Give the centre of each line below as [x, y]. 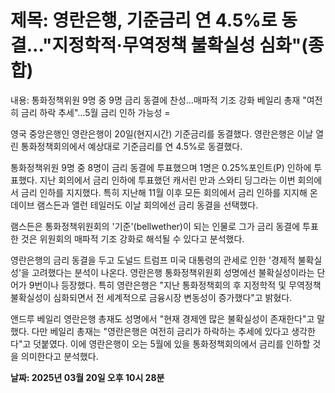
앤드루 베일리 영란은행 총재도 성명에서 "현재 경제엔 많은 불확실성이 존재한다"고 [162, 318]
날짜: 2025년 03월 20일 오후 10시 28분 [87, 377]
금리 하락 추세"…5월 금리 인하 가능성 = [95, 112]
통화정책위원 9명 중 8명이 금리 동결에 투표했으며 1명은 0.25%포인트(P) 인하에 [161, 167]
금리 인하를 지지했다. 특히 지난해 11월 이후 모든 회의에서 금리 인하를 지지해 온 [169, 192]
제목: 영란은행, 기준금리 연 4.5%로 [144, 20]
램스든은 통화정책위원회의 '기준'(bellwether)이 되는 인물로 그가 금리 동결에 [155, 226]
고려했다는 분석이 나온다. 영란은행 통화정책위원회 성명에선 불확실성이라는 [173, 272]
